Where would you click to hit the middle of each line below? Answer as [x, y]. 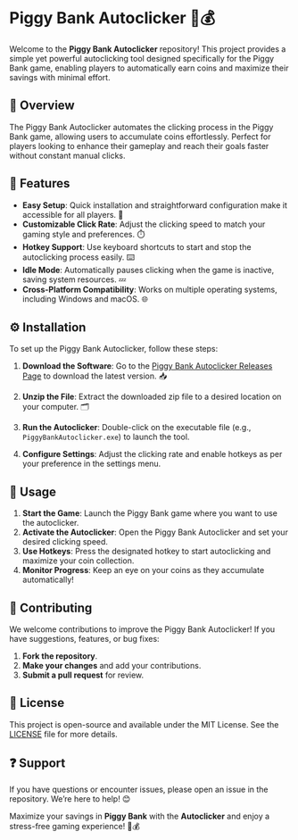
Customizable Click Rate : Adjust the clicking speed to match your [144, 224]
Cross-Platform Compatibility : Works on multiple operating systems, [150, 289]
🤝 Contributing [51, 607]
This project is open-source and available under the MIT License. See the [144, 724]
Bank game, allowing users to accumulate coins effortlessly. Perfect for [140, 137]
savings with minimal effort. [60, 77]
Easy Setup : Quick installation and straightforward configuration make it [154, 205]
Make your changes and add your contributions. [112, 665]
